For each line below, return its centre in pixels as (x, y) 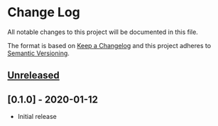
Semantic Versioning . (38, 53)
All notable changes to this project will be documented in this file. (103, 32)
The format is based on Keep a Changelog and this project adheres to (109, 45)
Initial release (37, 117)
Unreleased (34, 75)
